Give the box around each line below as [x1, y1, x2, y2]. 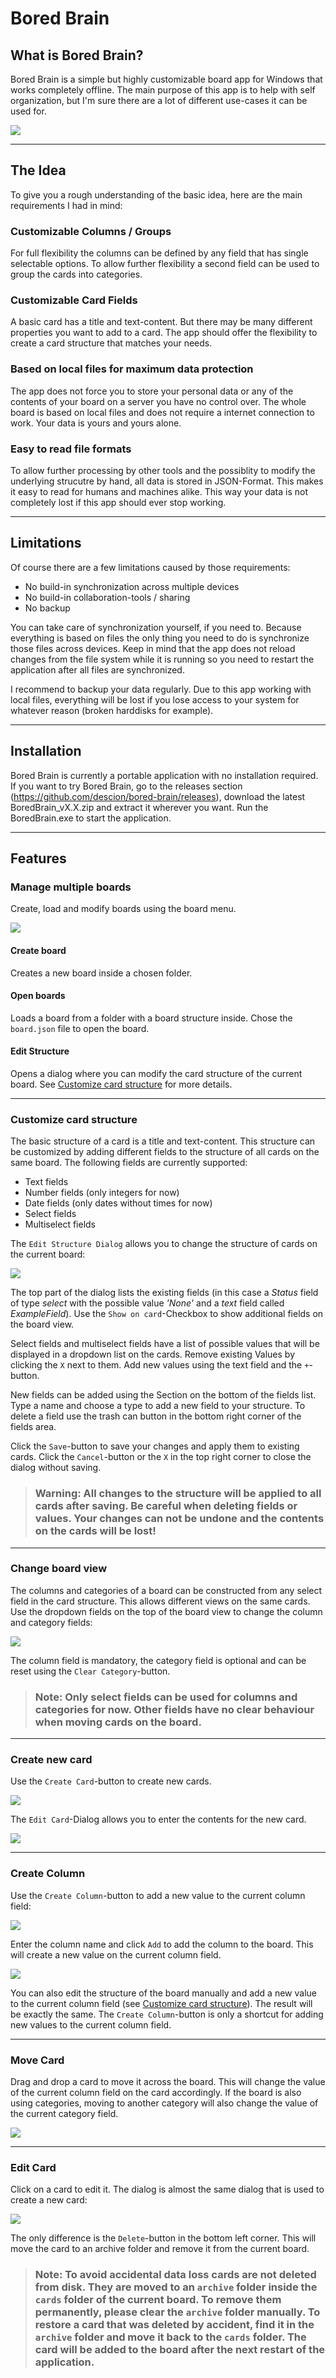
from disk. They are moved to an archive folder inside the [34, 2280, 318, 2294]
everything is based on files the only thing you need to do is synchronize [10, 632, 310, 644]
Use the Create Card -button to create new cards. [10, 1775, 212, 1787]
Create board [10, 944, 67, 956]
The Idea [10, 162, 67, 179]
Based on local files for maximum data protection [10, 362, 254, 376]
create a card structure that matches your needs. [10, 337, 213, 349]
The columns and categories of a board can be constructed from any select [10, 1584, 323, 1596]
